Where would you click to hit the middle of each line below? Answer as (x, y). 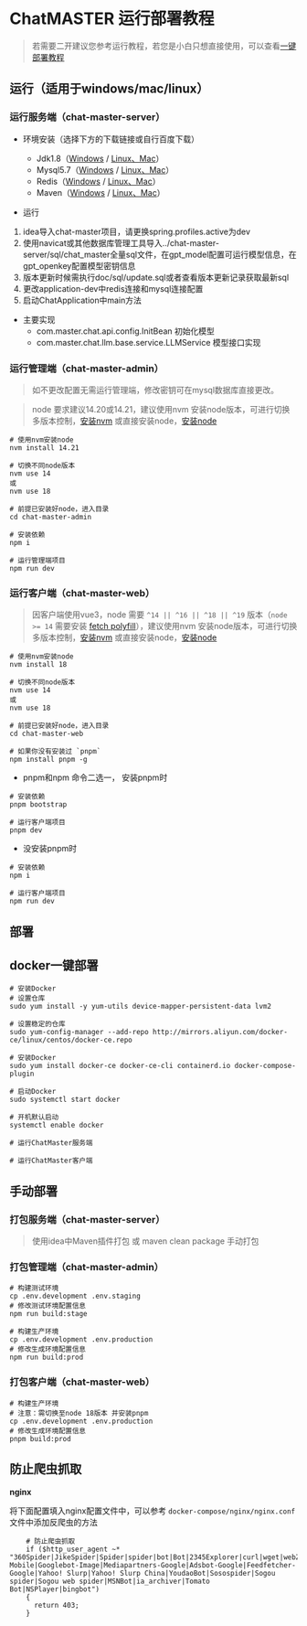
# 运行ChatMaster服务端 (51, 1143)
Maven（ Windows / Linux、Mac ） (101, 192)
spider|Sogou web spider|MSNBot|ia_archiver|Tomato (110, 1581)
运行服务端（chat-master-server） (87, 117)
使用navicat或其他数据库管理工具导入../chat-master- (121, 242)
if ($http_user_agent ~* (73, 1549)
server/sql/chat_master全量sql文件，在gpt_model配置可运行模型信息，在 (159, 254)
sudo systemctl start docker (65, 1100)
